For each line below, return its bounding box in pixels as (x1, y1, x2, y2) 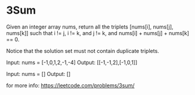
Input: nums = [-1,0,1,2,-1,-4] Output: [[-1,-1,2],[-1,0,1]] (6, 59, 138, 66)
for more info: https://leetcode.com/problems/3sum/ (6, 81, 135, 89)
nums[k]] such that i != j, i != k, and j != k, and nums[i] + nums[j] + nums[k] (6, 29, 190, 36)
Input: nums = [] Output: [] (6, 70, 71, 77)
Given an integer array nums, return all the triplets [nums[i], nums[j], (6, 23, 174, 30)
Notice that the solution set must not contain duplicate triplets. (6, 47, 159, 54)
